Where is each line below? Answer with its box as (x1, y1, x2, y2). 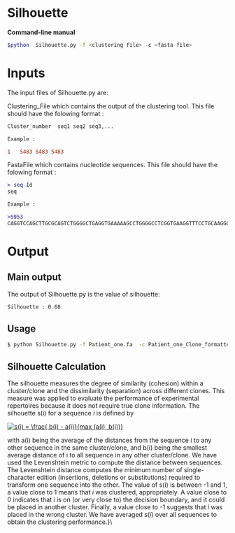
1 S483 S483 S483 (7, 148, 64, 155)
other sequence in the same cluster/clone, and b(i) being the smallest (7, 443, 208, 452)
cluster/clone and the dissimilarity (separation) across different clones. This (7, 387, 225, 395)
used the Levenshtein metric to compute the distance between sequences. (7, 458, 223, 467)
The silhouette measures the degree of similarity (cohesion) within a (7, 379, 204, 388)
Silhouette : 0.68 (7, 303, 61, 311)
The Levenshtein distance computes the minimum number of (7, 466, 183, 474)
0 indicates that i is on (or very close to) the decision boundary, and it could (7, 495, 225, 504)
